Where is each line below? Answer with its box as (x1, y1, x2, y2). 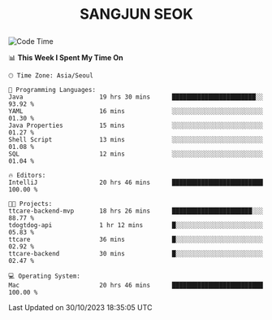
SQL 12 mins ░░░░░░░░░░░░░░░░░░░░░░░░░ (8, 150, 264, 159)
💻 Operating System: (8, 272, 81, 281)
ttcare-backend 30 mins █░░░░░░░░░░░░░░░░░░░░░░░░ (8, 250, 264, 258)
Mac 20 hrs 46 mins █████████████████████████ (8, 282, 264, 290)
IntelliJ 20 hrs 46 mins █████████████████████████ (8, 178, 264, 187)
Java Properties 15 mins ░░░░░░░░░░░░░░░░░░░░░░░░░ (8, 121, 264, 130)
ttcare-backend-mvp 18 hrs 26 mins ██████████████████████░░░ (8, 207, 264, 216)
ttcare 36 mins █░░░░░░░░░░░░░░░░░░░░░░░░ (8, 235, 264, 244)
